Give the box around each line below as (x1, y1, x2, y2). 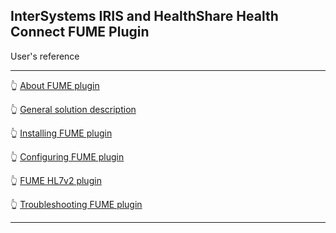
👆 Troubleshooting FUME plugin (10, 198, 143, 210)
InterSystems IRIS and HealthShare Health (10, 8, 279, 25)
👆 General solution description (10, 103, 137, 115)
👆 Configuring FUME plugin (10, 150, 125, 163)
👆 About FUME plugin (10, 79, 100, 91)
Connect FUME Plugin (10, 24, 150, 41)
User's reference (10, 50, 80, 62)
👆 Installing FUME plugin (10, 127, 113, 139)
